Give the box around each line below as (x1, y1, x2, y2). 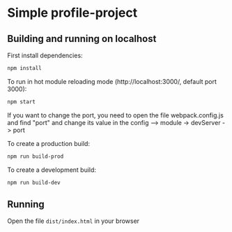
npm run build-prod (7, 152, 64, 160)
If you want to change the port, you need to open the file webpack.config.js (7, 110, 224, 119)
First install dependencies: (7, 51, 83, 59)
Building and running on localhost (7, 33, 157, 45)
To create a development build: (7, 166, 96, 174)
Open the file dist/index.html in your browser (7, 217, 140, 225)
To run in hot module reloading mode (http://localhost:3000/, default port (7, 77, 217, 85)
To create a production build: (7, 139, 91, 147)
